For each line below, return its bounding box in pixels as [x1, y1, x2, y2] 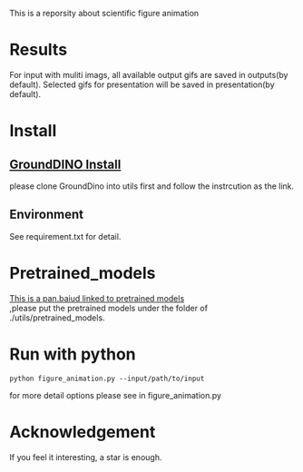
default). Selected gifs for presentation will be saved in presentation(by [9, 79, 275, 90]
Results [9, 40, 68, 60]
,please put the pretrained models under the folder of [9, 302, 209, 313]
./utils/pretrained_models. [9, 312, 106, 323]
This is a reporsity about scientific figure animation [9, 8, 200, 18]
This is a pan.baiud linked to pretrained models [9, 292, 185, 303]
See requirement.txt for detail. [9, 231, 122, 241]
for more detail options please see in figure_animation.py [9, 389, 222, 400]
